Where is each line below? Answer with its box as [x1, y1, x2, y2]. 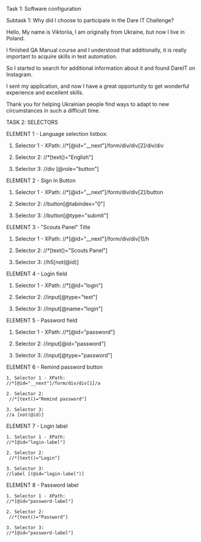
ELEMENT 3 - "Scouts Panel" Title [6, 224, 91, 230]
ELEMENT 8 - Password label [6, 481, 79, 488]
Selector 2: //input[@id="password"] [14, 340, 106, 347]
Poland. [6, 35, 25, 42]
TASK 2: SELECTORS [6, 119, 58, 126]
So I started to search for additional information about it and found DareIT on [6, 64, 196, 72]
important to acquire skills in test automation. [6, 53, 118, 60]
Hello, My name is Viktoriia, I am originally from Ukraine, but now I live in [6, 28, 185, 35]
